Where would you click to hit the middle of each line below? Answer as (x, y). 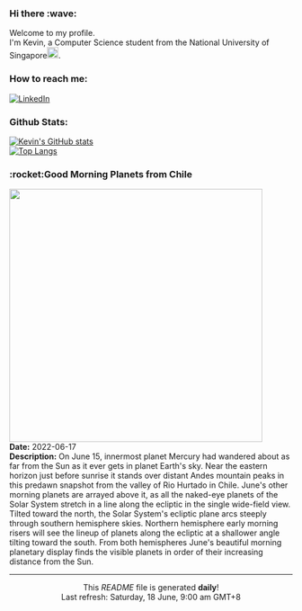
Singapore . (35, 56)
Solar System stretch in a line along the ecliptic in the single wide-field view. (150, 504)
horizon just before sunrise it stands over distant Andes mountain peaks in (147, 476)
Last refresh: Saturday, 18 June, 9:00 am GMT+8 (151, 598)
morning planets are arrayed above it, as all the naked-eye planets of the (144, 495)
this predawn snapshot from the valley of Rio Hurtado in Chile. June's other (149, 485)
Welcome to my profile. (53, 33)
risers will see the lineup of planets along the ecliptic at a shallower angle (145, 533)
